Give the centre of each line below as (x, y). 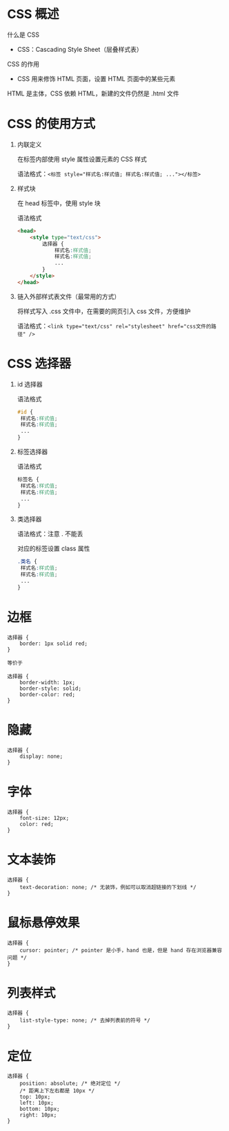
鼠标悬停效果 (44, 923)
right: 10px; (38, 1115)
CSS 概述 (33, 14)
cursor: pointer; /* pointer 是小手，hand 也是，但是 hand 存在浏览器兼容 (121, 950)
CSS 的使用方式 (51, 124)
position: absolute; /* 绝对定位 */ (70, 1084)
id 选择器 (30, 384)
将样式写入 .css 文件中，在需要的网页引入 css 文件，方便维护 (104, 311)
